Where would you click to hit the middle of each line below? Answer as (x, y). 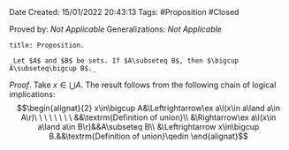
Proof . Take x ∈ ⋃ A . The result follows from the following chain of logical (143, 85)
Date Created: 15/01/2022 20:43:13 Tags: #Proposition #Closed (124, 12)
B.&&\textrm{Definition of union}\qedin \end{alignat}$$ (148, 136)
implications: (32, 94)
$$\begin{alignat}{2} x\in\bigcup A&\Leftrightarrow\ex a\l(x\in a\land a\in (148, 108)
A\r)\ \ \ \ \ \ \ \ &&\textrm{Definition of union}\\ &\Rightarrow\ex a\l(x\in (148, 117)
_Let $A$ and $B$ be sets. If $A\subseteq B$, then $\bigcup (124, 61)
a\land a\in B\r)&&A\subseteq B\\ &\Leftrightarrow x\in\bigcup (148, 127)
